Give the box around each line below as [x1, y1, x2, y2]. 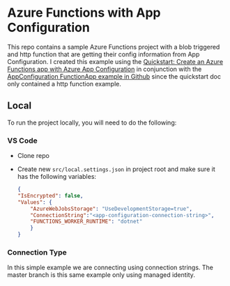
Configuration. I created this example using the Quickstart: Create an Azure [7, 57, 224, 65]
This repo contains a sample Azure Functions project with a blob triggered [7, 42, 220, 51]
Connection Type [7, 247, 68, 257]
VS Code [7, 136, 38, 145]
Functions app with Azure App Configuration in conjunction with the [7, 65, 202, 73]
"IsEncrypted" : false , [17, 192, 84, 199]
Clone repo [17, 152, 50, 160]
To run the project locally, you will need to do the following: [7, 118, 177, 127]
